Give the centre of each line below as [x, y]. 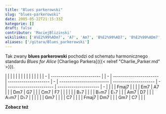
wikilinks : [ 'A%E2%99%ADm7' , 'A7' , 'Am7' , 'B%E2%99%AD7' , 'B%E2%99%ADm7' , [84, 38]
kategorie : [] [20, 24]
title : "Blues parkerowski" [34, 10]
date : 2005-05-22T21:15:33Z [34, 19]
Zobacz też [17, 107]
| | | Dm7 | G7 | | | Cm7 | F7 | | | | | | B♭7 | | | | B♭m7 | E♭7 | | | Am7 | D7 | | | [80, 92]
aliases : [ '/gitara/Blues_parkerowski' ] [47, 42]
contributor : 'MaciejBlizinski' [38, 33]
